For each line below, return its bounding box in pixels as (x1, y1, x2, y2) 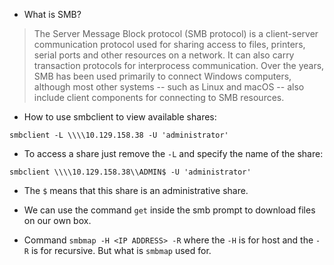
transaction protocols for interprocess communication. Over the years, (33, 60, 325, 71)
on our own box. (23, 215, 92, 226)
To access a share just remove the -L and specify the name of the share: (23, 148, 324, 159)
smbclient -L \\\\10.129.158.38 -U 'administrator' (9, 130, 229, 140)
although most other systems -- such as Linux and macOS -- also (33, 81, 305, 93)
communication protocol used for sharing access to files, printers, (33, 39, 306, 50)
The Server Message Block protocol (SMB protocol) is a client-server (33, 28, 319, 39)
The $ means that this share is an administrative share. (23, 185, 249, 196)
